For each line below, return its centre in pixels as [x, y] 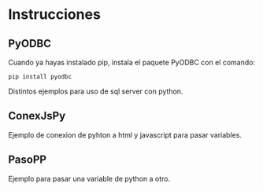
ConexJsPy [37, 116]
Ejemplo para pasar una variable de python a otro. [89, 178]
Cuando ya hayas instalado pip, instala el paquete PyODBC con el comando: [132, 62]
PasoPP [28, 160]
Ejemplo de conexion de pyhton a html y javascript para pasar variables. [125, 134]
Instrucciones [54, 15]
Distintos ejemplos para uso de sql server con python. [96, 91]
